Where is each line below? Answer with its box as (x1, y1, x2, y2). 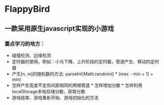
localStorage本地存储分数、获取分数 (11, 88, 85, 94)
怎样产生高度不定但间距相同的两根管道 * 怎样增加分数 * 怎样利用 (11, 82, 143, 88)
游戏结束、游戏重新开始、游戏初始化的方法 (11, 95, 99, 101)
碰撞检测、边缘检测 (11, 52, 51, 58)
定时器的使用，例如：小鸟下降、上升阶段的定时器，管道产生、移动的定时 (11, 58, 159, 65)
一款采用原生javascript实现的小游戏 (4, 24, 114, 33)
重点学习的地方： (4, 40, 45, 47)
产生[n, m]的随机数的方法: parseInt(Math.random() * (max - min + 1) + (11, 70, 154, 77)
